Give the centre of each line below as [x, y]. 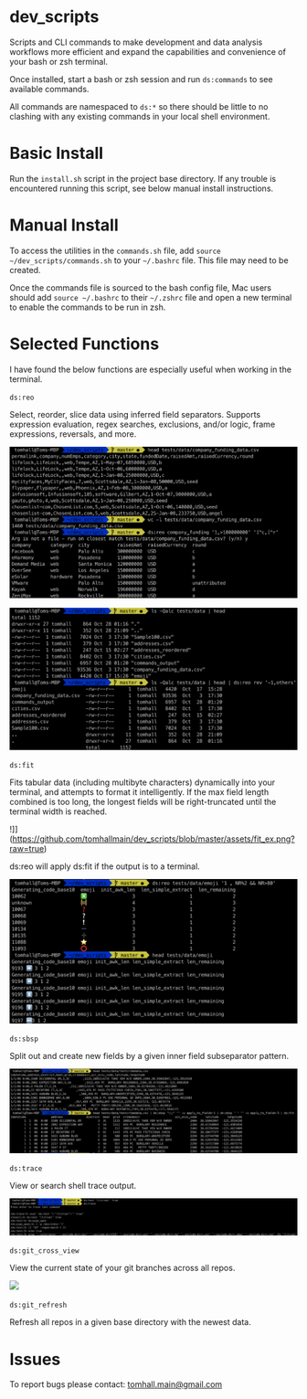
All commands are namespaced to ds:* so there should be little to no [139, 106]
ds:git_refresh [38, 1305]
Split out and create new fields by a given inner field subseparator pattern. [149, 1056]
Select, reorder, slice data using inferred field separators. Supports [135, 414]
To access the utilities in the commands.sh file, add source [115, 250]
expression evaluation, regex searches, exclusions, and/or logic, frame [143, 424]
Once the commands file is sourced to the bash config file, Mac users [141, 287]
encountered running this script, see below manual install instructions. [142, 188]
